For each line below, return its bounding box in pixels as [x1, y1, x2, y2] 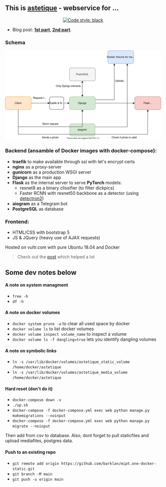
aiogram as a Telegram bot [12, 200, 68, 207]
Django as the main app [12, 174, 61, 180]
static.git [12, 466, 35, 471]
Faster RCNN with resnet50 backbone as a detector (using [19, 190, 139, 196]
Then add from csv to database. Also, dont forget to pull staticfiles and [5, 433, 149, 439]
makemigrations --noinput [12, 413, 66, 418]
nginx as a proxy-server [12, 164, 62, 170]
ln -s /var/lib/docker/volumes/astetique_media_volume [12, 370, 128, 375]
